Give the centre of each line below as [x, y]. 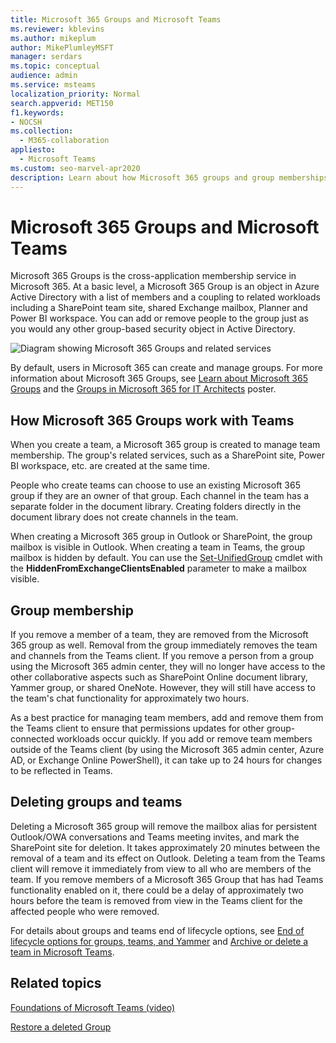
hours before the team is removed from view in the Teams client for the [156, 900]
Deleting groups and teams [96, 802]
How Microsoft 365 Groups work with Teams [152, 420]
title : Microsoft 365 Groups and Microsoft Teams [116, 19]
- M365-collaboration [64, 141]
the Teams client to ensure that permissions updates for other [137, 728]
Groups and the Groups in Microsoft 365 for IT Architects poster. [143, 389]
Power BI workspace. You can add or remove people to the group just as [159, 318]
